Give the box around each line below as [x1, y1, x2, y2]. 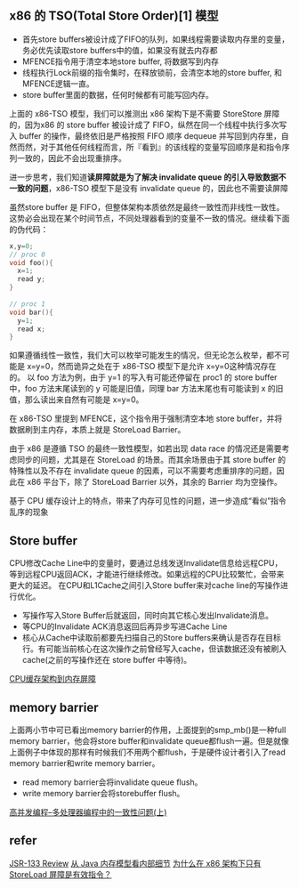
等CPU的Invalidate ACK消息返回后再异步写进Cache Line [21, 621, 228, 632]
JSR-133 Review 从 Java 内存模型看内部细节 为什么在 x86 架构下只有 [9, 858, 262, 868]
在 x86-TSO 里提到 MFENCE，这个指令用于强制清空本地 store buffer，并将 [9, 413, 283, 424]
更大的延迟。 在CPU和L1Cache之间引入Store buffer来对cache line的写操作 [9, 580, 281, 591]
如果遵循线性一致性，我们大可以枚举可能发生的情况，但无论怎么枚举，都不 [9, 350, 282, 360]
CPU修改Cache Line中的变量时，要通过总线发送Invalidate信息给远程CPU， [9, 558, 283, 569]
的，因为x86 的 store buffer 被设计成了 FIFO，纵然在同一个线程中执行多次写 [9, 119, 287, 130]
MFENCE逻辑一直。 [21, 78, 95, 89]
